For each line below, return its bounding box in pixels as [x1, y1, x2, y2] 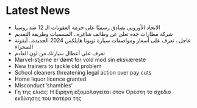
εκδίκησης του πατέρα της [14, 95, 82, 102]
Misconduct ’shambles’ [14, 81, 73, 89]
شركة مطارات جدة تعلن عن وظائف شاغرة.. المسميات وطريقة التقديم [14, 30, 173, 37]
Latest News [5, 4, 71, 18]
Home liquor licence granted [14, 75, 87, 83]
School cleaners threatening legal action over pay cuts [14, 69, 152, 76]
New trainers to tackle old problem [14, 62, 102, 70]
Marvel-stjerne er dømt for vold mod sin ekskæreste [14, 56, 146, 63]
